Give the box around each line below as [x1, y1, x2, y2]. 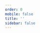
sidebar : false [5, 20, 36, 26]
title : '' [5, 16, 25, 21]
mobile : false [5, 12, 34, 16]
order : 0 [5, 7, 23, 12]
